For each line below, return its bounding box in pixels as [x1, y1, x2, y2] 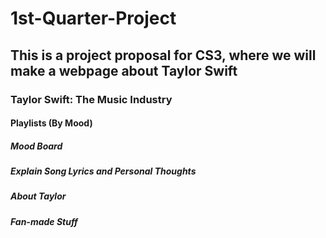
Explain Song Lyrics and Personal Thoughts [10, 165, 197, 177]
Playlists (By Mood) [10, 117, 93, 129]
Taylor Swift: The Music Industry [10, 92, 173, 106]
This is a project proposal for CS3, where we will [10, 47, 317, 64]
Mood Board [10, 140, 63, 152]
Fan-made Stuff [10, 215, 78, 227]
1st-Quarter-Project [10, 7, 177, 30]
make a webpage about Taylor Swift [10, 62, 238, 79]
